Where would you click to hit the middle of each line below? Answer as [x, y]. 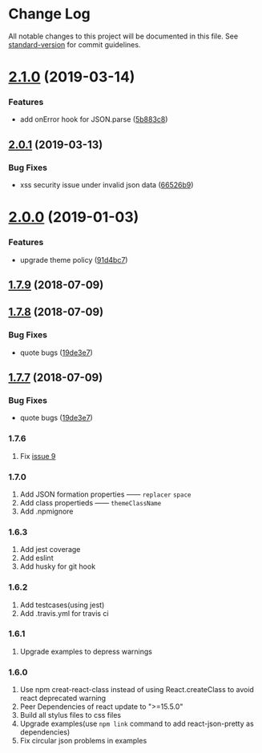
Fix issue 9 [38, 456]
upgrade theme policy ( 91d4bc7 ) [74, 260]
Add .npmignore [46, 511]
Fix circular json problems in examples [83, 741]
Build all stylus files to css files [71, 715]
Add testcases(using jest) [62, 605]
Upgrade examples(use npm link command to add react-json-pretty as [137, 724]
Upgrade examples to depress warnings [86, 651]
